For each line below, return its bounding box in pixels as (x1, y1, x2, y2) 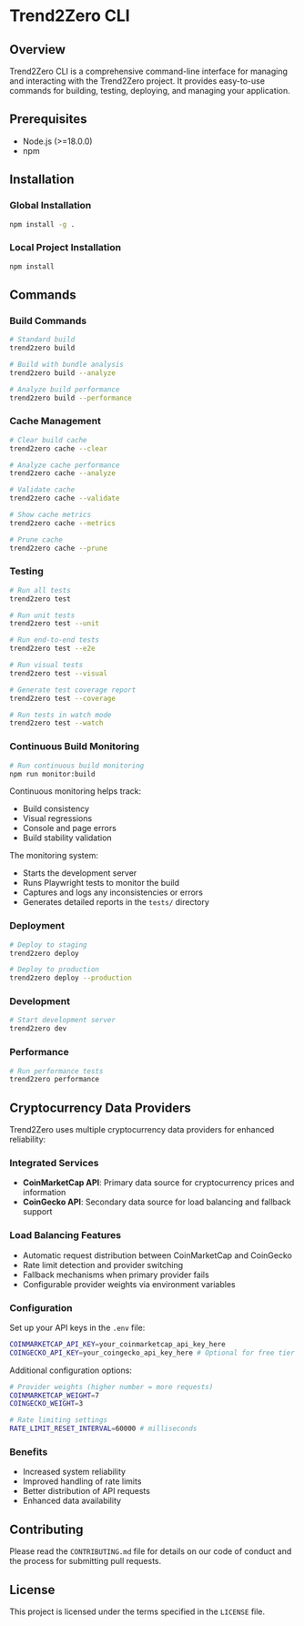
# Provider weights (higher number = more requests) (9, 1382, 214, 1391)
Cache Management (9, 415, 102, 428)
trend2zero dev (9, 1024, 67, 1033)
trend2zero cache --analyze (9, 469, 117, 478)
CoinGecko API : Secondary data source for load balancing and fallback (22, 1196, 291, 1207)
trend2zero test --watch (9, 718, 104, 728)
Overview (9, 42, 66, 57)
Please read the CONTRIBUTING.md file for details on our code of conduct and (9, 1546, 292, 1557)
